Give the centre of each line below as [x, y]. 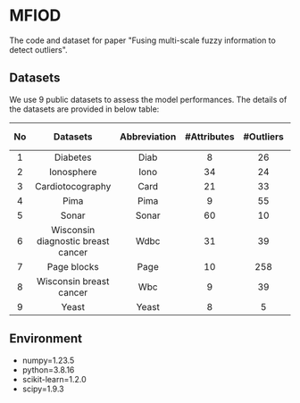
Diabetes [73, 157]
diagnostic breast [73, 240]
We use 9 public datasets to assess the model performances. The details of [148, 99]
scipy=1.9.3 [43, 389]
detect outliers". [39, 49]
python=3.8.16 [48, 369]
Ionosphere [73, 172]
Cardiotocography [73, 186]
